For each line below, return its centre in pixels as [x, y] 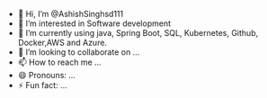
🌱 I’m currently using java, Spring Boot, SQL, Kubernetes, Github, [138, 33]
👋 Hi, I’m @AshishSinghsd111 [71, 14]
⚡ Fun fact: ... [42, 85]
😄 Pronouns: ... [47, 75]
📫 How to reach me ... [59, 62]
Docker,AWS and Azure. [62, 42]
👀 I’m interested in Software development [94, 23]
